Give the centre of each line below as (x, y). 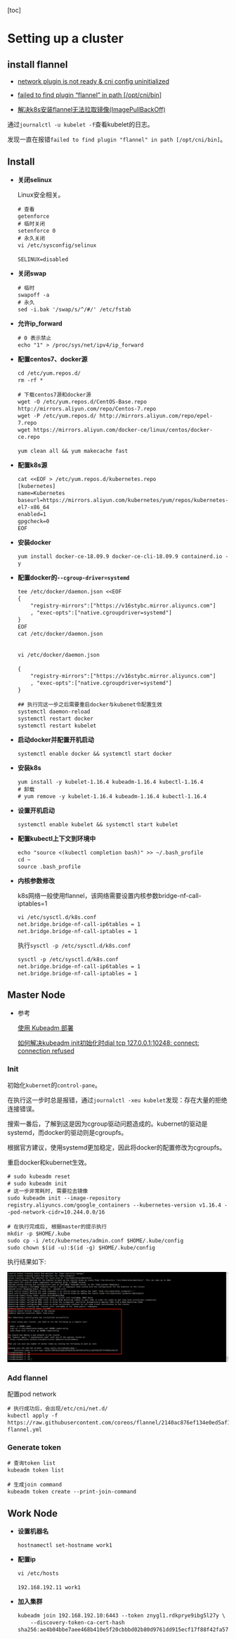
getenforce (33, 216)
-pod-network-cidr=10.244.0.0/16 (56, 1212)
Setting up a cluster (66, 39)
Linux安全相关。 (41, 194)
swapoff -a (33, 295)
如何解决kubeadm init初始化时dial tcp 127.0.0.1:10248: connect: (108, 1043)
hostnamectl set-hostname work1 (65, 1545)
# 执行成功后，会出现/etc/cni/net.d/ (58, 1408)
